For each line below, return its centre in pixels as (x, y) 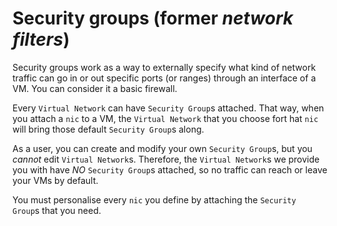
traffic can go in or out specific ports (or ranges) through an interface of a (164, 78)
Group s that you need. (57, 210)
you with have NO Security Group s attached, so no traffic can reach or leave (170, 169)
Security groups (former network (153, 18)
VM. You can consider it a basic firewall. (95, 88)
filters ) (41, 39)
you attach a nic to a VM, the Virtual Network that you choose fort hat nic (165, 118)
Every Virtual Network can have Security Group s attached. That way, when (168, 108)
